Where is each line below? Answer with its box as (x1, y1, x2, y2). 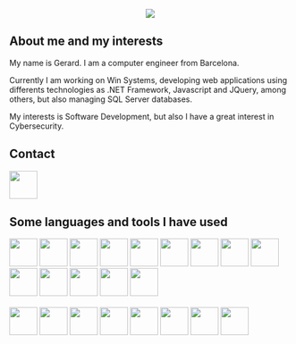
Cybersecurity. (9, 121, 64, 131)
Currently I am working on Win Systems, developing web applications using (9, 74, 288, 85)
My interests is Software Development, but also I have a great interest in (9, 111, 275, 122)
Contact (9, 147, 55, 162)
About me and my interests (9, 34, 164, 49)
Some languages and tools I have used (9, 214, 228, 230)
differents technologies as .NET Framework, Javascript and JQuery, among (9, 84, 287, 95)
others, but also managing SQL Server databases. (9, 94, 193, 105)
